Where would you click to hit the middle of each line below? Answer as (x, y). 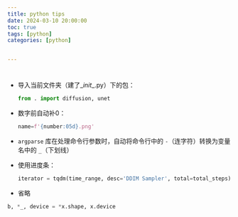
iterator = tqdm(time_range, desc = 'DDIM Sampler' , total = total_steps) (124, 179)
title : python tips (36, 14)
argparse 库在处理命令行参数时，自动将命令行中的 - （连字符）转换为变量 (124, 141)
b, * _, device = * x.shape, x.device (61, 206)
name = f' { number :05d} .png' (56, 127)
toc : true (22, 27)
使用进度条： (36, 165)
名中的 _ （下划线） (45, 150)
